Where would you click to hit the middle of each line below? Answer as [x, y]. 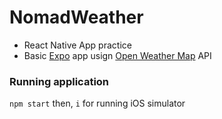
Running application [59, 81]
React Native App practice [77, 45]
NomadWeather [76, 17]
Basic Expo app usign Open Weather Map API [117, 55]
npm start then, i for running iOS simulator [97, 103]
